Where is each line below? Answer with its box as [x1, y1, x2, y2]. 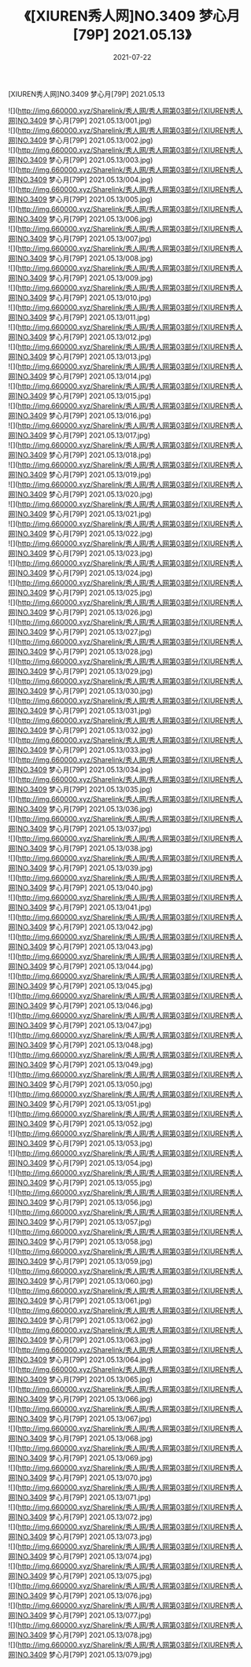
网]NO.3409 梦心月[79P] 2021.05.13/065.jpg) [8, 1374, 153, 1384]
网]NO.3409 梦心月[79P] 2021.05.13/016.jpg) [8, 411, 152, 420]
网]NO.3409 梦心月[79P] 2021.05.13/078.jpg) [8, 1630, 153, 1639]
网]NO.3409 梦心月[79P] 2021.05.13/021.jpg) [8, 509, 152, 518]
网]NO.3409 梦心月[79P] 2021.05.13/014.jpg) [8, 371, 152, 381]
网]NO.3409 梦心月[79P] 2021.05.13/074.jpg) [8, 1551, 153, 1561]
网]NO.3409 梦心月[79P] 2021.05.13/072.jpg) [8, 1512, 153, 1521]
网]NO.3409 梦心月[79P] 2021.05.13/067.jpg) [8, 1414, 152, 1423]
